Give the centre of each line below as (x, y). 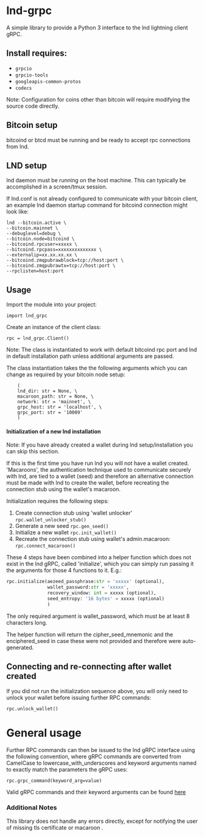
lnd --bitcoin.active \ (37, 223)
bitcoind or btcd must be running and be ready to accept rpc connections (98, 140)
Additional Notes (32, 808)
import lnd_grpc (27, 316)
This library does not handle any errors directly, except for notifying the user (102, 821)
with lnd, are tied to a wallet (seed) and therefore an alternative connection (100, 476)
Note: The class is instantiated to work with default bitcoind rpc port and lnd (102, 350)
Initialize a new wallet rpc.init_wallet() (66, 532)
